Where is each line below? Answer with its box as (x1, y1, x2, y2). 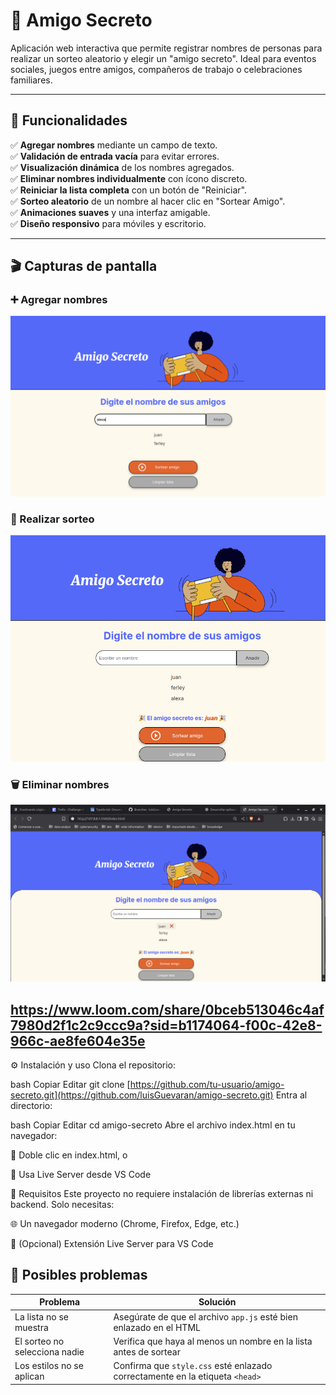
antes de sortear (113, 1345, 181, 1358)
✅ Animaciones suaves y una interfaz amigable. (10, 206, 211, 218)
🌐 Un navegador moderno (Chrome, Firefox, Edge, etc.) (10, 1217, 240, 1229)
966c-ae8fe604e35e (10, 1032, 146, 1049)
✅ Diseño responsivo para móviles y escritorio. (10, 217, 207, 229)
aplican (14, 1370, 45, 1383)
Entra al (275, 1089, 308, 1101)
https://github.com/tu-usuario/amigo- (129, 1078, 285, 1090)
